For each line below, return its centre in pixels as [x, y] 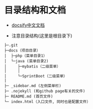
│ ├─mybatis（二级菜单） [32, 66]
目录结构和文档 [35, 10]
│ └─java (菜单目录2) [26, 61]
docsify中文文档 [28, 25]
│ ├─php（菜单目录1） [26, 55]
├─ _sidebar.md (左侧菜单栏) [33, 85]
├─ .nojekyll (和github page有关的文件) [45, 91]
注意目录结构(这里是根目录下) [42, 35]
